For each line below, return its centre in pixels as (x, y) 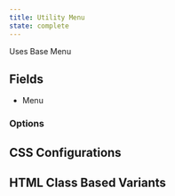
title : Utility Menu (48, 17)
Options (27, 124)
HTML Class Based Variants (88, 183)
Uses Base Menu (40, 51)
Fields (27, 79)
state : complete (39, 26)
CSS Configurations (65, 152)
